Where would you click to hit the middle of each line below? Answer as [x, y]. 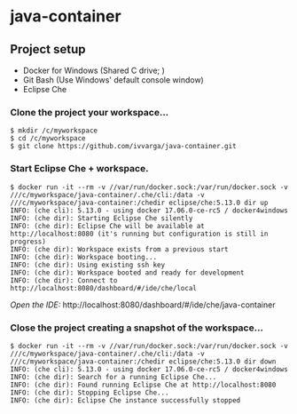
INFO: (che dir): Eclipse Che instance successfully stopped [125, 400]
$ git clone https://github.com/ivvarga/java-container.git [124, 147]
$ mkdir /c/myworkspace [54, 131]
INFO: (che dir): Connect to [64, 280]
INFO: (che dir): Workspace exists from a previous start [119, 249]
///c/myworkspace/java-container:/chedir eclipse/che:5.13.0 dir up [139, 203]
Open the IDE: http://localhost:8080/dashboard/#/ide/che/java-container [143, 305]
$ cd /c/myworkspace [48, 139]
